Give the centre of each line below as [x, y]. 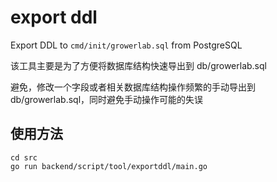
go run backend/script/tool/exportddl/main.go [109, 166]
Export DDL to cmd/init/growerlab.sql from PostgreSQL [126, 45]
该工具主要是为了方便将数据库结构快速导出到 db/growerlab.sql [138, 65]
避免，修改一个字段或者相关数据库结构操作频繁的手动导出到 [133, 87]
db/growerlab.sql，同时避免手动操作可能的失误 [107, 99]
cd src [24, 157]
